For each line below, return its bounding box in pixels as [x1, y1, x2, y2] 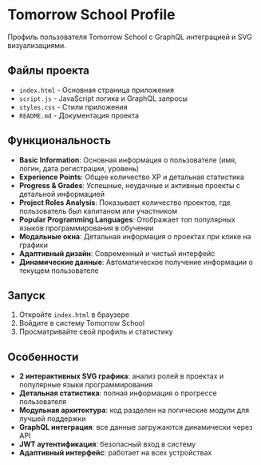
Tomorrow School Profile [7, 6, 176, 24]
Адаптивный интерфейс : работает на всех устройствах [18, 448, 212, 458]
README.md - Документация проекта [18, 110, 140, 120]
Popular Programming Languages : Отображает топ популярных [18, 214, 236, 224]
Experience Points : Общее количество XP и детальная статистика [18, 172, 245, 182]
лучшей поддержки [18, 414, 86, 423]
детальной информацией [18, 189, 105, 198]
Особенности [7, 350, 79, 363]
